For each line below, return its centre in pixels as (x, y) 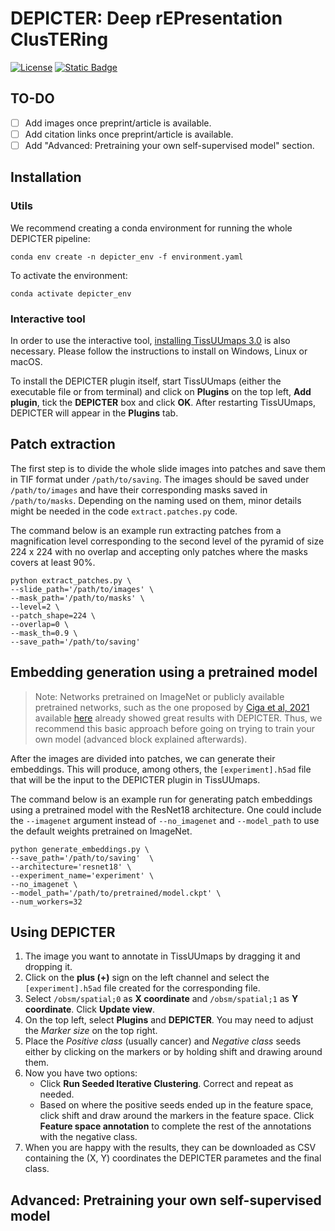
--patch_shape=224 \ (53, 615)
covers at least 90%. (53, 562)
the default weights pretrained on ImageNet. (101, 831)
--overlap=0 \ (40, 624)
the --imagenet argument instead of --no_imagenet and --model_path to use (165, 820)
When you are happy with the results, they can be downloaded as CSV (170, 1148)
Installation (46, 177)
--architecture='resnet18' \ (71, 867)
